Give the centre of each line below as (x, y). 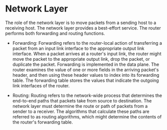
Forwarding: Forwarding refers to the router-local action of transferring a (87, 43)
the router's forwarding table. (43, 122)
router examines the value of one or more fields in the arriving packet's (85, 70)
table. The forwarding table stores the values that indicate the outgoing (85, 80)
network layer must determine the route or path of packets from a (80, 106)
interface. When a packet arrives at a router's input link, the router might (87, 54)
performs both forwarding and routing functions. (55, 33)
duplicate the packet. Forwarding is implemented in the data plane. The (86, 64)
